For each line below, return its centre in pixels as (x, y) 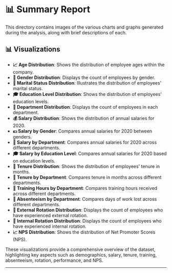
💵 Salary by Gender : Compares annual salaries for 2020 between (82, 131)
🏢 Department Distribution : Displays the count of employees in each (85, 107)
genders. (22, 136)
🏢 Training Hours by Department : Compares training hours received (85, 188)
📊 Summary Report (48, 9)
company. (23, 72)
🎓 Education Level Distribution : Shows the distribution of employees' (87, 94)
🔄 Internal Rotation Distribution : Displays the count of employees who (87, 221)
